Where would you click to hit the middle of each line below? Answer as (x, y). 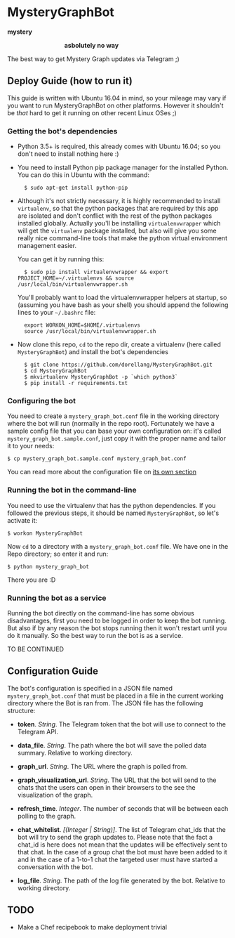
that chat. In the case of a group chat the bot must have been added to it (122, 852)
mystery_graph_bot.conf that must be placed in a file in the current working (116, 696)
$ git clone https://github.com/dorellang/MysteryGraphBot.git (118, 365)
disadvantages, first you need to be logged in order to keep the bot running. (117, 620)
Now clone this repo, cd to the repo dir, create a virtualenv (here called (119, 344)
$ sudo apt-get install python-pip (76, 188)
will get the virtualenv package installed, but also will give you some (117, 231)
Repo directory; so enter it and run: (58, 554)
